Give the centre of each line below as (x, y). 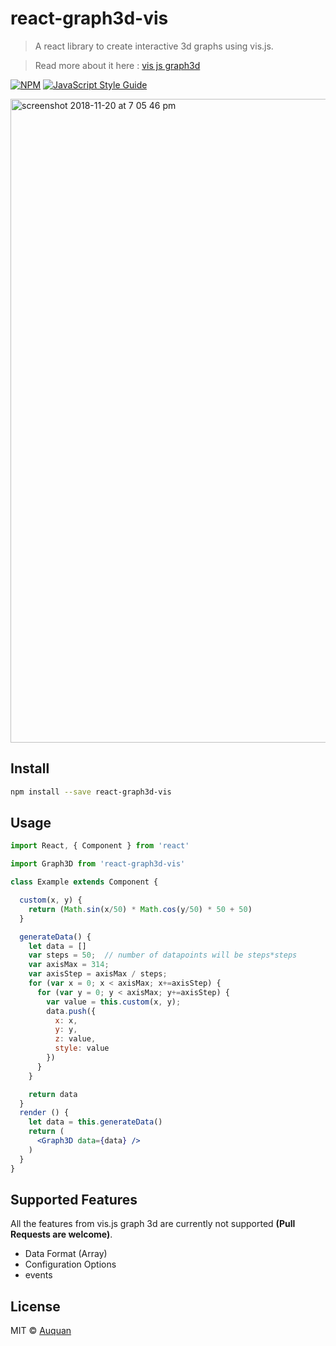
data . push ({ (71, 1011)
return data (53, 1094)
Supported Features (74, 1199)
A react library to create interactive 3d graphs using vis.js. (154, 46)
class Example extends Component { (84, 882)
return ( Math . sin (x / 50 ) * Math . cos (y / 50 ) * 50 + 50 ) (140, 909)
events (38, 1275)
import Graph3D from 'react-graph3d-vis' (98, 864)
